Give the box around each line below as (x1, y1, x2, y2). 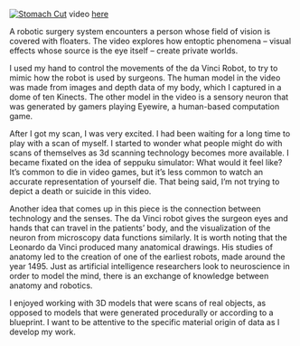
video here (69, 9, 109, 19)
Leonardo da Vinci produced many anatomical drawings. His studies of (9, 242, 274, 252)
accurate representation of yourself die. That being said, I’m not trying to (9, 176, 280, 187)
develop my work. (9, 326, 77, 337)
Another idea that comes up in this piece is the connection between (9, 203, 261, 214)
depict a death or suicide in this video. (9, 186, 152, 196)
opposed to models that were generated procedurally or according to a (9, 307, 274, 318)
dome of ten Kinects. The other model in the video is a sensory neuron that (9, 91, 289, 102)
